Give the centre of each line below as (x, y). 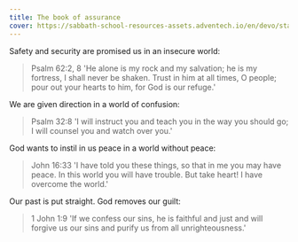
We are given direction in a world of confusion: (94, 104)
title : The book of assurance (65, 17)
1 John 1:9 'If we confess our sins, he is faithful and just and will (147, 218)
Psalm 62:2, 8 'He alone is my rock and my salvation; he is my (144, 68)
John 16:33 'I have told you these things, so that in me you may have (156, 165)
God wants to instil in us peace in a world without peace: (113, 148)
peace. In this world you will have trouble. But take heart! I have (147, 175)
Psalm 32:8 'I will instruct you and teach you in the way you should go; (160, 121)
